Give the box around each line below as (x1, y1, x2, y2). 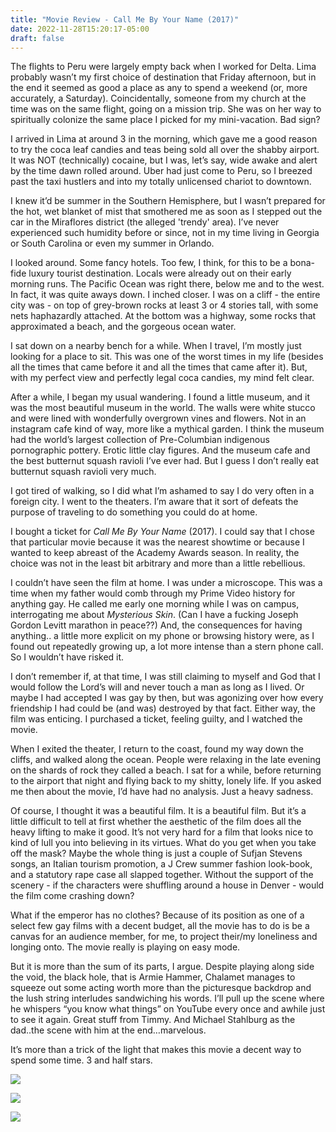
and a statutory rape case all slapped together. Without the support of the (10, 869, 314, 881)
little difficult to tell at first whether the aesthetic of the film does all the (10, 816, 302, 828)
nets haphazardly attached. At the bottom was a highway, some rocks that (10, 310, 317, 322)
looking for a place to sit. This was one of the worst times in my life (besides (10, 351, 324, 363)
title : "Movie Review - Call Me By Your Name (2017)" (10, 14, 240, 25)
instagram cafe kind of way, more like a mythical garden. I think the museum (10, 423, 325, 435)
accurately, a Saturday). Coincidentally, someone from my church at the (10, 92, 307, 105)
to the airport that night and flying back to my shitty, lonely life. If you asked (10, 775, 322, 787)
